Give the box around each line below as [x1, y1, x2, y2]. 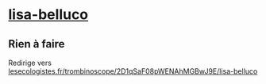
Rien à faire [8, 37, 65, 51]
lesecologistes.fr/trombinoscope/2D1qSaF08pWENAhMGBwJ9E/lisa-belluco [8, 67, 258, 76]
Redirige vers [8, 58, 52, 67]
